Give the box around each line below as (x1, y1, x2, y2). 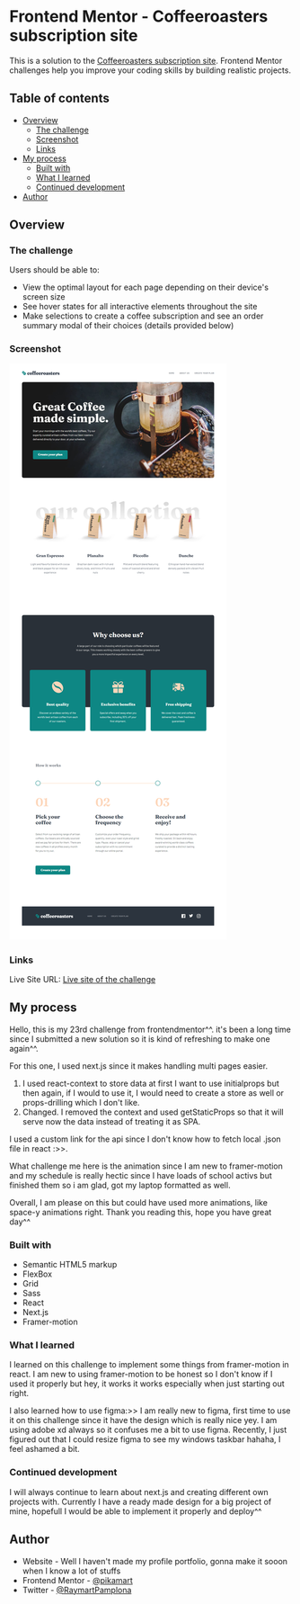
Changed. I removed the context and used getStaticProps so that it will (22, 1107, 285, 1117)
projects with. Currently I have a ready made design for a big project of (9, 1496, 272, 1507)
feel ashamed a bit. (9, 1444, 81, 1455)
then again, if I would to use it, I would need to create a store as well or (22, 1087, 285, 1098)
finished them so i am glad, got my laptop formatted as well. (9, 1179, 231, 1190)
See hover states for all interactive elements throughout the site (22, 301, 258, 312)
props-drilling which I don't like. (22, 1097, 140, 1107)
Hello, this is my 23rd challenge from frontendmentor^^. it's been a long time (9, 1024, 292, 1035)
